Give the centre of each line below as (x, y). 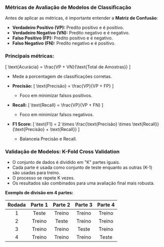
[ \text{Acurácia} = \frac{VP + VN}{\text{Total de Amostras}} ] (68, 67)
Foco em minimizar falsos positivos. (56, 95)
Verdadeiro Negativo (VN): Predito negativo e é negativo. (71, 33)
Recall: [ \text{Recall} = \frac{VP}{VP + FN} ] (58, 105)
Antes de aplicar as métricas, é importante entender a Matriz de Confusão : (82, 18)
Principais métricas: (30, 56)
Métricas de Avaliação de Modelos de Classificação (68, 7)
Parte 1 (39, 205)
